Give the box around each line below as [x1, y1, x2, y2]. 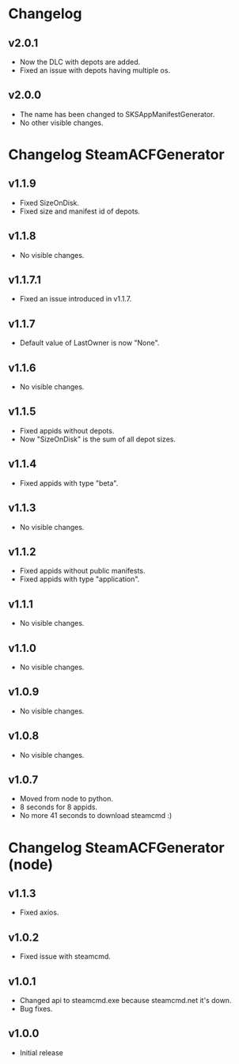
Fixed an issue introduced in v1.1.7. [19, 294, 132, 304]
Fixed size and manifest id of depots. [19, 206, 141, 216]
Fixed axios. [19, 907, 59, 918]
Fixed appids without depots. [19, 426, 115, 435]
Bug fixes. [19, 1004, 53, 1013]
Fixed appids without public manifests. [19, 566, 146, 576]
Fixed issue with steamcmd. [19, 952, 111, 961]
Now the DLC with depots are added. [19, 57, 141, 66]
